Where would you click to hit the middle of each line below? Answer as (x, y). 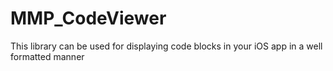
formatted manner (47, 56)
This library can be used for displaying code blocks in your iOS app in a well (166, 46)
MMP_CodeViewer (88, 18)
